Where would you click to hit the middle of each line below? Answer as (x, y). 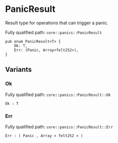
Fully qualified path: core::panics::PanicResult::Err (59, 127)
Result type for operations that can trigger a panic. (57, 23)
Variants (19, 70)
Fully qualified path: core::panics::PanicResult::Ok (58, 95)
